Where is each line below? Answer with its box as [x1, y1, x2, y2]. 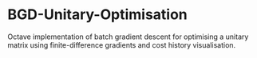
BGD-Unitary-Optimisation [7, 6, 188, 24]
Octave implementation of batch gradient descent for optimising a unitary [7, 32, 249, 41]
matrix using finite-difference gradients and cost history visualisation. [7, 40, 236, 49]
